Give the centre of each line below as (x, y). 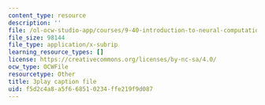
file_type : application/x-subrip (63, 45)
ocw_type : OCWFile (38, 67)
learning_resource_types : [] (56, 52)
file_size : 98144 (37, 37)
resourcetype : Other (42, 74)
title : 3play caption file (52, 81)
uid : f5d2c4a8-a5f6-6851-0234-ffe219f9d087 (81, 89)
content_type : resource (47, 15)
